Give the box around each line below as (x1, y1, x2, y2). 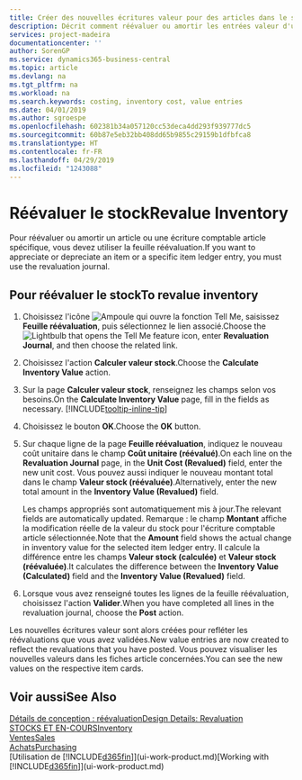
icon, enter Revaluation (181, 331, 270, 341)
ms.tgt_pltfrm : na (9, 80, 78, 89)
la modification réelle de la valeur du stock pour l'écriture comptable (22, 523, 276, 534)
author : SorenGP (9, 47, 70, 56)
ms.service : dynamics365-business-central (9, 55, 171, 64)
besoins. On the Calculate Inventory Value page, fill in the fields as (22, 394, 270, 405)
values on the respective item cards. (9, 663, 144, 674)
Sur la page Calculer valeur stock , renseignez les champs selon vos (22, 385, 277, 395)
